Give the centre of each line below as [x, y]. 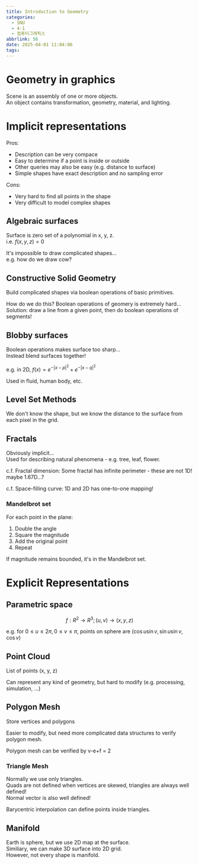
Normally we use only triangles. [45, 779]
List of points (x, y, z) [32, 671]
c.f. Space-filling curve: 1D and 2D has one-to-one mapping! [80, 489]
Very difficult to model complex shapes [63, 202]
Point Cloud [28, 656]
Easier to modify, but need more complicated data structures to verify [91, 733]
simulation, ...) [23, 688]
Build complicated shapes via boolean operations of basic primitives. [90, 293]
